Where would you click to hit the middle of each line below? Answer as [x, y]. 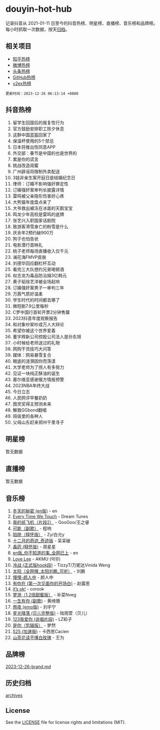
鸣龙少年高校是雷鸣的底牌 [38, 214]
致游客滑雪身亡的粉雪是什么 [40, 227]
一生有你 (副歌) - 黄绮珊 [36, 601]
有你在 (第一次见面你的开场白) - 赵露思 [51, 583]
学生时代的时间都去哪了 [36, 300]
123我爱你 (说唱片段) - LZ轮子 [42, 619]
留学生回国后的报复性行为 [38, 122]
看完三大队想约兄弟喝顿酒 [38, 269]
